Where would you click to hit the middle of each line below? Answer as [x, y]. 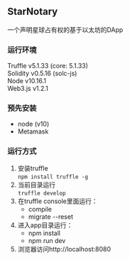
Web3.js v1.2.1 [28, 89]
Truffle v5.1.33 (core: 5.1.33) [48, 66]
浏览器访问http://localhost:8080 [64, 249]
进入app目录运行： [45, 225]
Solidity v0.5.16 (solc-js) [42, 73]
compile [40, 209]
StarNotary [33, 12]
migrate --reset [50, 217]
